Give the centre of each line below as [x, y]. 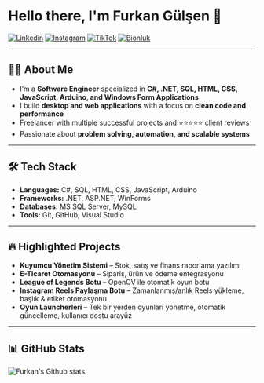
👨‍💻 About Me [41, 70]
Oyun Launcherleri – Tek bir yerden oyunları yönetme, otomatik [123, 307]
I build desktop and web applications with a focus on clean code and [132, 105]
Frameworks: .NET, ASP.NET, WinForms [85, 198]
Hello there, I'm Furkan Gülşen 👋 [115, 16]
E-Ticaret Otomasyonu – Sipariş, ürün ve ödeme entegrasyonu [121, 274]
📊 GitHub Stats [46, 348]
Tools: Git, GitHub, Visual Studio [71, 214]
